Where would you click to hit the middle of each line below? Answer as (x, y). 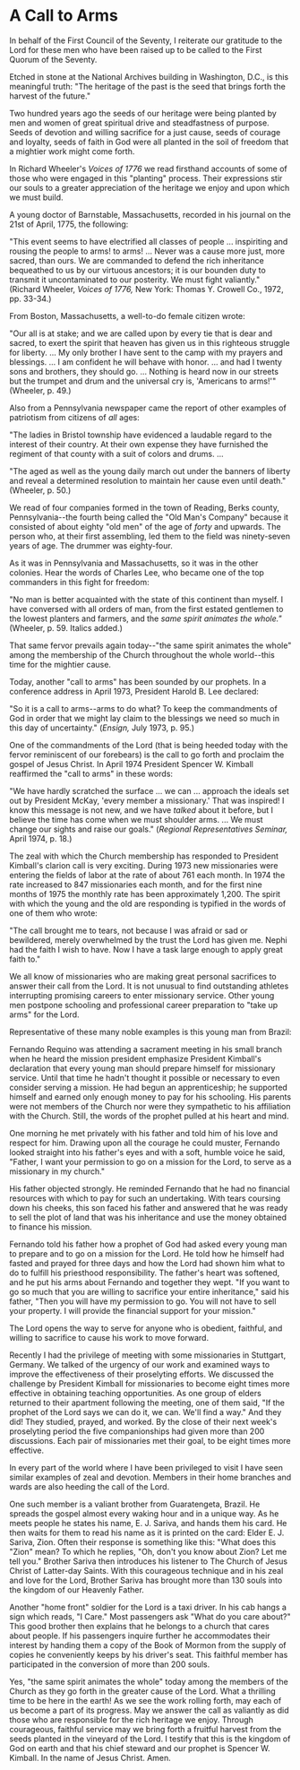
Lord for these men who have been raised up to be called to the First (136, 49)
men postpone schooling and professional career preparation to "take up (144, 1005)
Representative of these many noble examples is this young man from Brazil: (150, 1032)
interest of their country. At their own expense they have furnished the (139, 444)
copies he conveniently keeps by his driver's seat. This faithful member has (149, 1654)
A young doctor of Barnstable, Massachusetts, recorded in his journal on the (150, 214)
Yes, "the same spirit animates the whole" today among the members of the (149, 1681)
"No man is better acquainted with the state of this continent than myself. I (146, 599)
